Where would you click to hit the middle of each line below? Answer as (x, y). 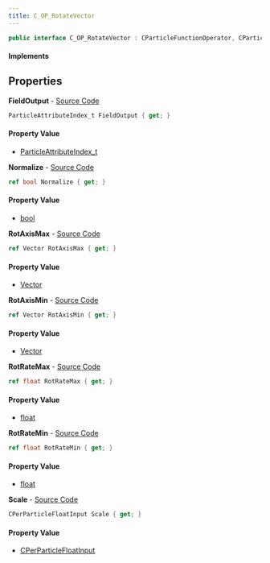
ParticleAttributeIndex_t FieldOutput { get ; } (90, 115)
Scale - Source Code (43, 499)
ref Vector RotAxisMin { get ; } (62, 315)
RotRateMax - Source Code (55, 366)
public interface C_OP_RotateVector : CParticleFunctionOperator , (122, 38)
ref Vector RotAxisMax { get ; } (62, 249)
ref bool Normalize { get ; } (57, 182)
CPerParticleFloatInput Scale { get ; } (75, 515)
